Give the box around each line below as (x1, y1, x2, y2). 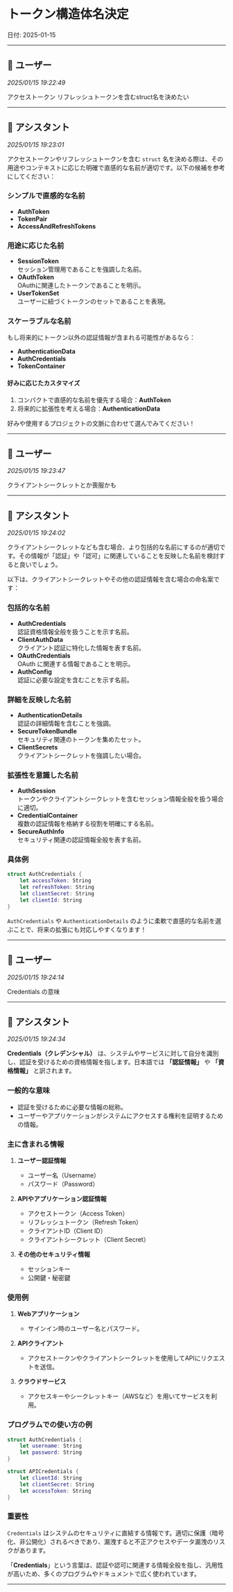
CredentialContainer (17, 811, 78, 820)
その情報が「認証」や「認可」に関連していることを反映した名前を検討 (18, 552, 220, 560)
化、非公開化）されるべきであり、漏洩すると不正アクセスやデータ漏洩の (7, 1537, 214, 1545)
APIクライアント (17, 1339, 64, 1348)
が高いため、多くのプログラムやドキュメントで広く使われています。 (7, 1569, 201, 1577)
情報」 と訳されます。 (12, 1067, 76, 1075)
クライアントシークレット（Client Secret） (27, 1235, 150, 1243)
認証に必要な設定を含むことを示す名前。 (17, 675, 133, 684)
